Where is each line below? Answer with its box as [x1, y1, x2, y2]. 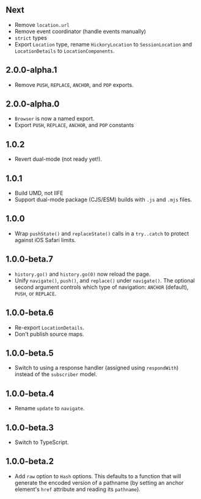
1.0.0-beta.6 [5, 308, 54, 318]
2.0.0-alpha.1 [5, 65, 57, 75]
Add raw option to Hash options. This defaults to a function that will [14, 472, 181, 479]
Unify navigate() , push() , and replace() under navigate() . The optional [14, 276, 195, 284]
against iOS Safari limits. [14, 236, 76, 243]
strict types [14, 34, 47, 42]
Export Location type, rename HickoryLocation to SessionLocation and [14, 40, 192, 48]
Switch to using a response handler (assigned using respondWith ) [14, 364, 179, 372]
